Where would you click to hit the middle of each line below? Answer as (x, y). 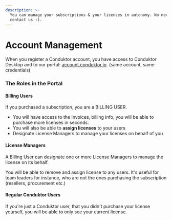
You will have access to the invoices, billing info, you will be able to (83, 117)
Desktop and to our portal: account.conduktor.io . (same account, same (80, 65)
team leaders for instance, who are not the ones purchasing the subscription (86, 177)
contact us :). (26, 20)
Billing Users (19, 96)
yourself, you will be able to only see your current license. (66, 212)
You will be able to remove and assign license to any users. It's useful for (82, 172)
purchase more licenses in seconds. (51, 123)
